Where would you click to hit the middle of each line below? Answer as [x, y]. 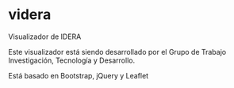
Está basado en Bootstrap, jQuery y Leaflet [79, 75]
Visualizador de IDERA [45, 36]
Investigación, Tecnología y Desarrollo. [72, 60]
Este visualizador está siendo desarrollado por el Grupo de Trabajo [117, 52]
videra [30, 15]
